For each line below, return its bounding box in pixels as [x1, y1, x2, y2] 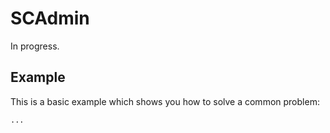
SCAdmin [10, 7, 90, 30]
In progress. [10, 40, 60, 52]
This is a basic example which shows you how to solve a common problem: [10, 95, 320, 107]
